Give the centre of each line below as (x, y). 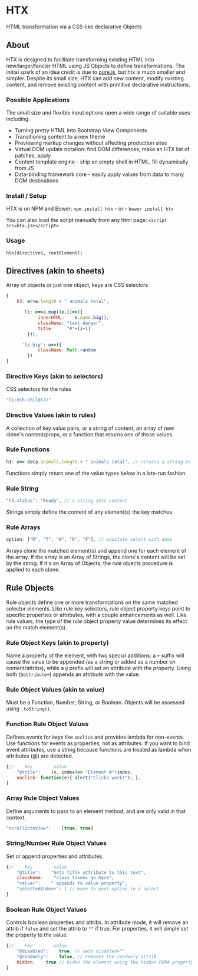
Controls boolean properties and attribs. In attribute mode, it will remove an (97, 922)
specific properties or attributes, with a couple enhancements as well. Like (96, 615)
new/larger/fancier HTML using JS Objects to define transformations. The (95, 66)
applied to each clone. (33, 570)
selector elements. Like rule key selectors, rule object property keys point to (98, 608)
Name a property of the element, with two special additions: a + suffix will (95, 655)
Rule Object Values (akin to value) (55, 690)
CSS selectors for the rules (39, 389)
